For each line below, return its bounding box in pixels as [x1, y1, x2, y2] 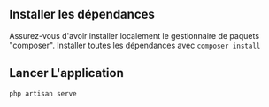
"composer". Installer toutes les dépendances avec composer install [9, 40, 261, 50]
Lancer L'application [9, 65, 124, 80]
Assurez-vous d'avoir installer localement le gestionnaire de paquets [9, 30, 259, 41]
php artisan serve [9, 88, 77, 98]
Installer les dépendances [9, 7, 155, 22]
